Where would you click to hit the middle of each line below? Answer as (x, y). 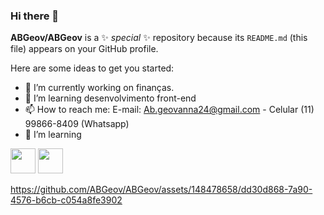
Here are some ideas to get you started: (92, 68)
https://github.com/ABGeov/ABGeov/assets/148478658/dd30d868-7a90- (161, 190)
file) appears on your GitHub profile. (84, 49)
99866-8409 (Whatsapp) (77, 124)
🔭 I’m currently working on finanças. (99, 88)
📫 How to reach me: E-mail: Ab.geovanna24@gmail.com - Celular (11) (169, 110)
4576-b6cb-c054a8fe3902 (66, 200)
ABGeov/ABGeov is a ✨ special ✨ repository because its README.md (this (159, 38)
